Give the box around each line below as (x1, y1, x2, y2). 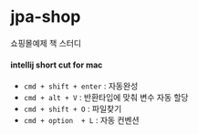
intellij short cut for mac (10, 59, 103, 70)
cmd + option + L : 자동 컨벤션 (23, 115, 140, 126)
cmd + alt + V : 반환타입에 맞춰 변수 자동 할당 (23, 92, 189, 103)
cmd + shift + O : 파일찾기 (23, 103, 122, 115)
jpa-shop (10, 6, 81, 27)
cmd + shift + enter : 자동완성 (23, 80, 139, 92)
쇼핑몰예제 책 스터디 (10, 37, 81, 48)
